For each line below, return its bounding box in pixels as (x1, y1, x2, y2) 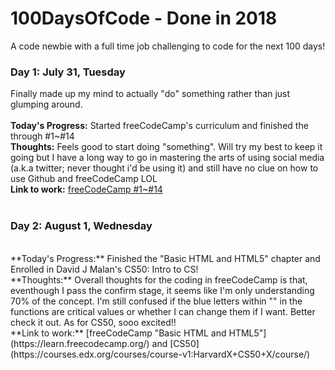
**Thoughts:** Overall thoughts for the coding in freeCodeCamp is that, (10, 273, 308, 286)
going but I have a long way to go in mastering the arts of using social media (10, 152, 325, 164)
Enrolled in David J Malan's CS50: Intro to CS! (10, 263, 199, 275)
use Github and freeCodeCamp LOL (10, 173, 158, 185)
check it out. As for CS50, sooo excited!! (10, 316, 177, 328)
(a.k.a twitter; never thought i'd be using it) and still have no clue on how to (10, 162, 319, 174)
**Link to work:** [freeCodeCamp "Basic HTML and (10, 327, 227, 339)
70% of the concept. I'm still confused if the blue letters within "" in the (10, 295, 303, 307)
